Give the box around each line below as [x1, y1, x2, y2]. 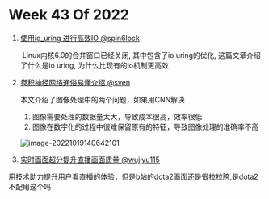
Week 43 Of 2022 [8, 6, 129, 24]
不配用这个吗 [8, 181, 51, 191]
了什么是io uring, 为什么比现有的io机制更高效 [19, 60, 170, 70]
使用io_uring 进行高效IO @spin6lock [19, 33, 140, 43]
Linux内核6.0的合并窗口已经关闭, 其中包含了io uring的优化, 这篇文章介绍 [22, 50, 261, 60]
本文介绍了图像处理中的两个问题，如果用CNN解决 [19, 94, 186, 104]
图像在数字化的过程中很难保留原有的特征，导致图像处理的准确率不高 [32, 122, 259, 131]
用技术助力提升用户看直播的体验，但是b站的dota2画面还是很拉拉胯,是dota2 [8, 172, 258, 181]
